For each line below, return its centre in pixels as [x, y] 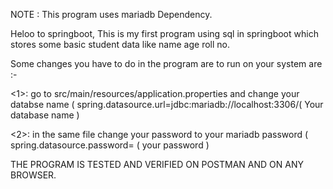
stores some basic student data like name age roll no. [120, 44]
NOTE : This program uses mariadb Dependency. [111, 14]
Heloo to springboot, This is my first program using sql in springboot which [164, 33]
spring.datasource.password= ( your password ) [110, 145]
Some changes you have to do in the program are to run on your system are [166, 63]
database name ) [45, 115]
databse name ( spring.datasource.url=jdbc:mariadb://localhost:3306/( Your [167, 104]
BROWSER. [33, 175]
